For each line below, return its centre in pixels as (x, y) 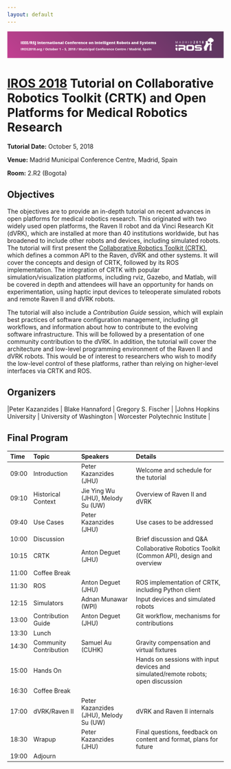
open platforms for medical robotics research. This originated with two (107, 218)
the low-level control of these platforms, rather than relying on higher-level (113, 363)
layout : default (30, 14)
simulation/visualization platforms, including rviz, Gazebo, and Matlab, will (112, 277)
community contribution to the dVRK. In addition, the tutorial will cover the (112, 341)
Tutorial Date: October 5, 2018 (51, 147)
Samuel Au (97, 642)
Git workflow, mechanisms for (178, 616)
